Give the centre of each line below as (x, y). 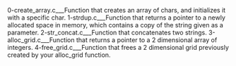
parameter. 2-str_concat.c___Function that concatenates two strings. (107, 32)
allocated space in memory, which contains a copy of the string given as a (116, 25)
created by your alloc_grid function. (59, 55)
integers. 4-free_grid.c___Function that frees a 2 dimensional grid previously (118, 47)
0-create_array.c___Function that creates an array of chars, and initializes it (117, 10)
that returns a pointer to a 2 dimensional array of (147, 40)
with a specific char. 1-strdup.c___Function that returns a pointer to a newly (117, 18)
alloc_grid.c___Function (41, 40)
